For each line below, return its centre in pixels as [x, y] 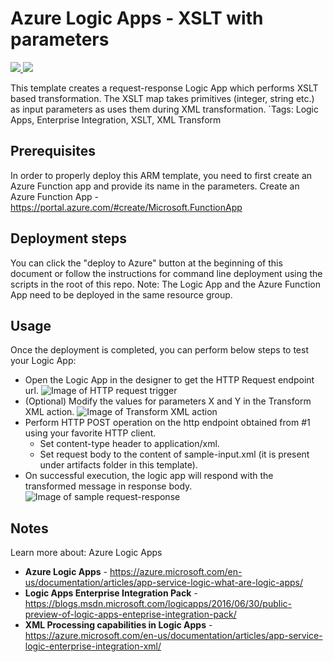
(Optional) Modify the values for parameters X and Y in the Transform [168, 401]
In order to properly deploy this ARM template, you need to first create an [161, 175]
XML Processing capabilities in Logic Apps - [118, 625]
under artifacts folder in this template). [118, 465]
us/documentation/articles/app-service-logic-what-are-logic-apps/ [163, 583]
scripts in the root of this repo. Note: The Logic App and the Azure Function [165, 284]
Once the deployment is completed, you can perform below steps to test [159, 350]
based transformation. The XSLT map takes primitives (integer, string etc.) [162, 98]
